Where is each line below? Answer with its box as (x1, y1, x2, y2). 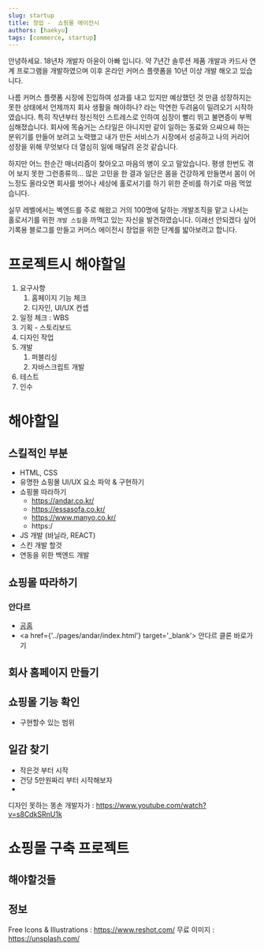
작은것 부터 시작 (19, 765, 69, 775)
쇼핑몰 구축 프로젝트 (8, 840, 130, 858)
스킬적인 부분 (8, 446, 69, 460)
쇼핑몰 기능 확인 (8, 695, 80, 709)
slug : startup (8, 11, 55, 20)
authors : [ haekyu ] (8, 26, 69, 34)
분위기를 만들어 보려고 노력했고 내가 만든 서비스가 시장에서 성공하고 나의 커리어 (8, 132, 251, 142)
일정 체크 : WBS (19, 313, 69, 322)
